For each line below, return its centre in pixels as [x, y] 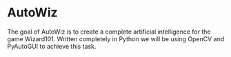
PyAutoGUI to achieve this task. [52, 46]
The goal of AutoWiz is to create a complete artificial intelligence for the [109, 32]
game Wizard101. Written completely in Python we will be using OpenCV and [116, 38]
